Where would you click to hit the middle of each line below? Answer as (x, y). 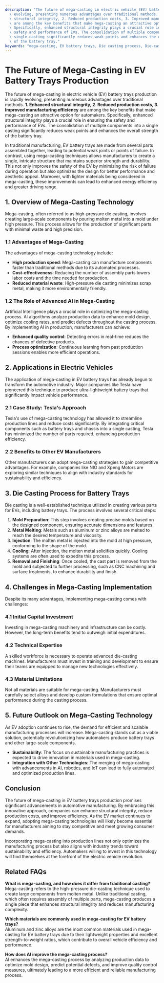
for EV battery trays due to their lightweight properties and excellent (89, 935)
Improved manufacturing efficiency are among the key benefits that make (81, 110)
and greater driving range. (31, 187)
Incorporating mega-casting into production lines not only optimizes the (77, 841)
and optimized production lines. (44, 773)
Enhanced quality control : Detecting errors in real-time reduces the (80, 336)
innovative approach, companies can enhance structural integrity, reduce (79, 810)
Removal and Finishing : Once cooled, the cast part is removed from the (84, 561)
